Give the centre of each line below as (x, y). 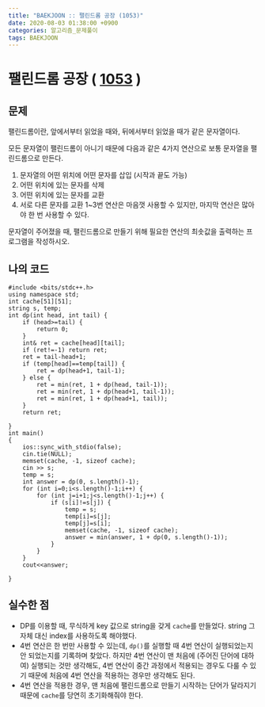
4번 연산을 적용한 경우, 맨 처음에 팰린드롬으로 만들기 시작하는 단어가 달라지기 (138, 685)
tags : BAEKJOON (33, 38)
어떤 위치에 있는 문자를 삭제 (62, 185)
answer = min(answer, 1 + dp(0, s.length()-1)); (146, 537)
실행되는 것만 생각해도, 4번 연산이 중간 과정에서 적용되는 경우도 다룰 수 (139, 665)
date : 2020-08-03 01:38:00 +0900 (63, 23)
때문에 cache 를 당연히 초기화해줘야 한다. (81, 695)
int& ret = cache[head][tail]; (74, 343)
